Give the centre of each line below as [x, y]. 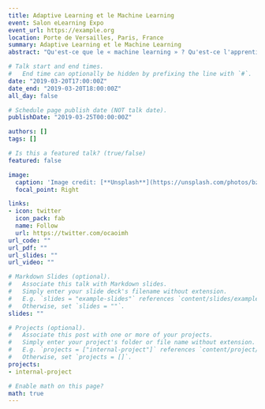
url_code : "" [30, 240]
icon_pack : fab [40, 219]
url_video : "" [32, 263]
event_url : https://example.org [61, 30]
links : [19, 204]
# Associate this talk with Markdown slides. [88, 284]
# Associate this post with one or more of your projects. [111, 335]
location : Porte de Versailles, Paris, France [86, 38]
